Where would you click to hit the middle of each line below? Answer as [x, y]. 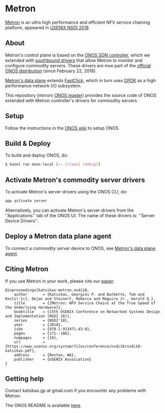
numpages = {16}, [36, 338]
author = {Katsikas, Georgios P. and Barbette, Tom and [79, 294]
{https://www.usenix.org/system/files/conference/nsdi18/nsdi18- [74, 346]
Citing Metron [27, 269]
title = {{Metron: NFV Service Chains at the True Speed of [85, 303]
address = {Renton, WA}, [45, 355]
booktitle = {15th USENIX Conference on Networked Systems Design [87, 312]
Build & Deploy [28, 143]
